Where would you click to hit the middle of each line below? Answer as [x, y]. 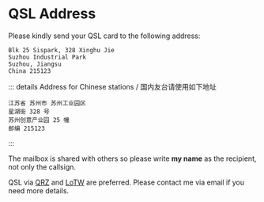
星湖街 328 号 [29, 112]
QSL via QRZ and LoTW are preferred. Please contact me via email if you [126, 182]
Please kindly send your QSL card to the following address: [104, 36]
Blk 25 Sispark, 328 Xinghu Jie [61, 50]
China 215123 [30, 71]
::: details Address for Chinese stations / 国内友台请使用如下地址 [113, 86]
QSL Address [52, 14]
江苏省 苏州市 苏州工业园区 [47, 103]
